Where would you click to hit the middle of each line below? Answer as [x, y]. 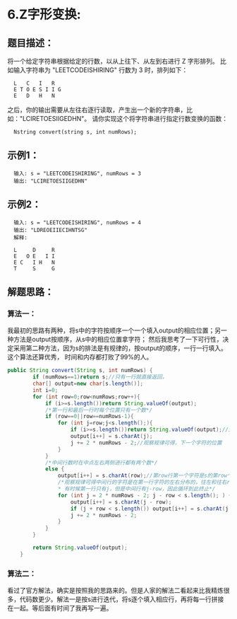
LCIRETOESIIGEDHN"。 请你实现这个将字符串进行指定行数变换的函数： [125, 118]
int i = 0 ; [45, 390]
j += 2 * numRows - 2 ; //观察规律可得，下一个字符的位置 [146, 443]
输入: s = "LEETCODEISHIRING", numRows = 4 [77, 222]
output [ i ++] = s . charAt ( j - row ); [121, 502]
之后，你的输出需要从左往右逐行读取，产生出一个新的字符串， [97, 110]
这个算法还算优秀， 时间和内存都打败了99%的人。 [80, 357]
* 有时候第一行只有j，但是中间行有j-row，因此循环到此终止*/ [136, 489]
